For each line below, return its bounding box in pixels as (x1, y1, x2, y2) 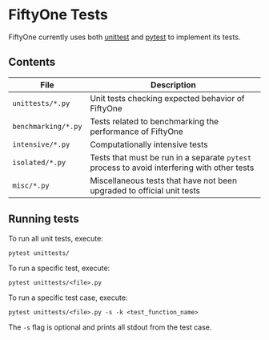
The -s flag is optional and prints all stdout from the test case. (8, 322, 212, 332)
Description (151, 79, 196, 90)
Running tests (8, 212, 80, 226)
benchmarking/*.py (12, 122, 82, 131)
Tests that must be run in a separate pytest (90, 152, 252, 163)
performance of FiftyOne (90, 126, 184, 137)
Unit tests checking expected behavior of (90, 92, 245, 103)
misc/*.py (12, 180, 50, 190)
